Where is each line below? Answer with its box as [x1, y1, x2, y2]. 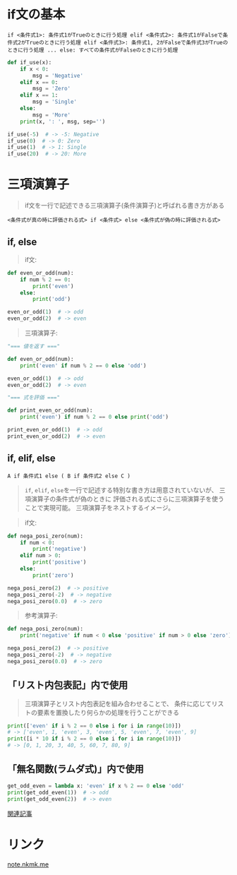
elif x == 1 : [20, 92, 59, 99]
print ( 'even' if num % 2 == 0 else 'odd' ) [20, 362, 147, 369]
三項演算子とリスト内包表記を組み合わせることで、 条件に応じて [24, 699, 212, 708]
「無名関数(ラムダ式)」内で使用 [7, 763, 145, 775]
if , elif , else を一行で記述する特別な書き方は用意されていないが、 [24, 485, 218, 494]
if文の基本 [7, 6, 66, 23]
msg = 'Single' [32, 98, 78, 106]
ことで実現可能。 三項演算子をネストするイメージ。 [24, 503, 175, 512]
